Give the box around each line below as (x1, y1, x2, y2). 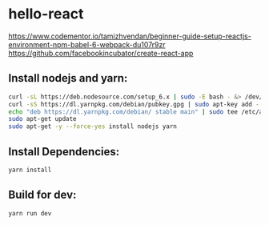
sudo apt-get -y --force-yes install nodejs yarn (8, 123, 178, 131)
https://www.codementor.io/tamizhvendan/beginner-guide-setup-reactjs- (8, 31, 252, 41)
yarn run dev (8, 209, 52, 217)
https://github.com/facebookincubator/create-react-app (8, 48, 194, 58)
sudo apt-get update (8, 115, 78, 123)
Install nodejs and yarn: (8, 71, 128, 85)
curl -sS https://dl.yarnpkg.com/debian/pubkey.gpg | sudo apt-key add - (8, 100, 260, 108)
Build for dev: (8, 188, 77, 202)
